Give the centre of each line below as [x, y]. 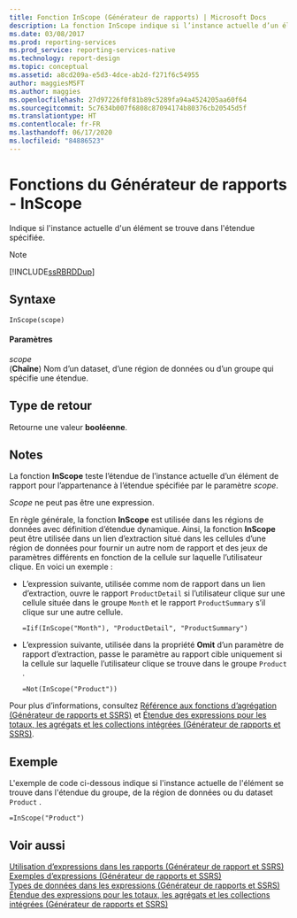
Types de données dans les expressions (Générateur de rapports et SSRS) [145, 885]
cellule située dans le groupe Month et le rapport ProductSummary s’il [144, 603]
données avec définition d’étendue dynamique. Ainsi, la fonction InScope [142, 529]
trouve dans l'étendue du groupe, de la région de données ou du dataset [141, 792]
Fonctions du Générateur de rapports [148, 185]
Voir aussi [37, 845]
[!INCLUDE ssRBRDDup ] [52, 272]
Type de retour [51, 406]
